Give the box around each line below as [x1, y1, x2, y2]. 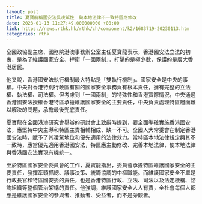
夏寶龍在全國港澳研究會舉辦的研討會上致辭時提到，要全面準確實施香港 [6, 119, 180, 126]
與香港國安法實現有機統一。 [6, 149, 75, 156]
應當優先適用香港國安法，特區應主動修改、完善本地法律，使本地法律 [26, 142, 196, 149]
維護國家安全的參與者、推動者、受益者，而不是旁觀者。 [16, 191, 154, 199]
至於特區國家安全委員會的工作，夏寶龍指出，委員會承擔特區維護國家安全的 [6, 161, 191, 169]
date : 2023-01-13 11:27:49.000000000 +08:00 [6, 20, 120, 26]
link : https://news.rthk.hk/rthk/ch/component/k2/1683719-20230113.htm [6, 25, 189, 32]
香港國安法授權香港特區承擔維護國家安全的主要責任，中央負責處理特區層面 [6, 98, 191, 106]
